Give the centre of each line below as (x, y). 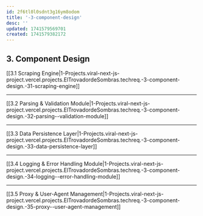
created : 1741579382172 (36, 34)
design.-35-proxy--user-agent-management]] (63, 206)
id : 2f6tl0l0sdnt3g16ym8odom (43, 12)
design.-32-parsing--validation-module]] (57, 116)
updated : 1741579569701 (36, 29)
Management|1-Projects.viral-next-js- (117, 194)
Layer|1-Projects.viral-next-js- (101, 133)
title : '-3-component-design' (44, 17)
